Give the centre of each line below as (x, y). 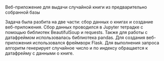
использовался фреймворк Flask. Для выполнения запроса (96, 43)
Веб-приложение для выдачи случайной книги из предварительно (76, 7)
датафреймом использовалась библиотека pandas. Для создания (75, 37)
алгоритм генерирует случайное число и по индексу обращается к (77, 48)
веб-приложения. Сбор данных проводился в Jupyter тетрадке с (74, 27)
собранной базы (23, 12)
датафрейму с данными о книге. (40, 53)
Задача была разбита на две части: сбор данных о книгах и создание (79, 22)
